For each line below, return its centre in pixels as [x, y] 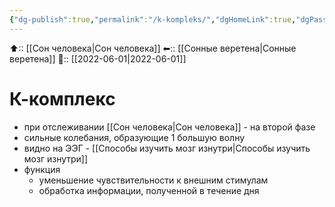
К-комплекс [62, 98]
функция [42, 169]
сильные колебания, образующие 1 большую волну [134, 137]
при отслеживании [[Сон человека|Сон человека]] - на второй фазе [169, 127]
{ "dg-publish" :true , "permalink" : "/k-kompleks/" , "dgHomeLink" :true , [153, 19]
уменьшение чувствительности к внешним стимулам [153, 180]
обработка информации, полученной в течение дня [149, 190]
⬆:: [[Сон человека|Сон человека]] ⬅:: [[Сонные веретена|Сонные [153, 48]
